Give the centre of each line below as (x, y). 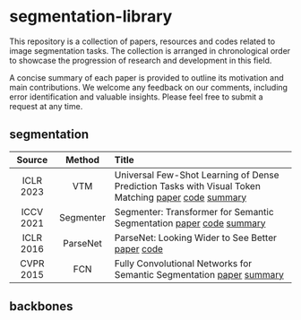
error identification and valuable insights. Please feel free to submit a (136, 97)
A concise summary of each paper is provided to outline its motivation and (146, 77)
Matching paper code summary (181, 197)
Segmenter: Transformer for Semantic (194, 212)
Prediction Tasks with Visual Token (188, 186)
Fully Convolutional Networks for (183, 264)
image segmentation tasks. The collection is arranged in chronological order (150, 50)
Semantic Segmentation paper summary (199, 274)
